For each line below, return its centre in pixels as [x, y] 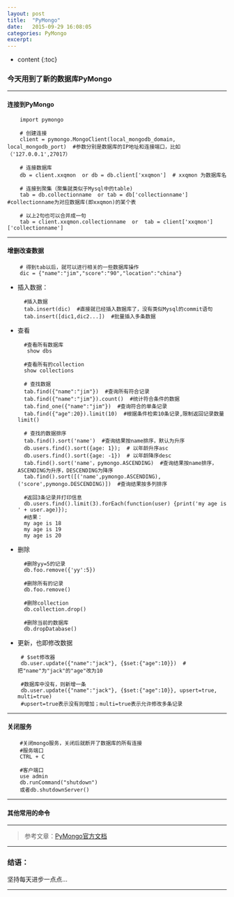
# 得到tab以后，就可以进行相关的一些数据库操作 [79, 267]
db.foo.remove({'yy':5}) [60, 570]
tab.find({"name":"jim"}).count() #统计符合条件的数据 [102, 399]
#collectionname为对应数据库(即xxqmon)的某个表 [72, 202]
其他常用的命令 [29, 813]
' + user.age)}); [42, 510]
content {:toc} [37, 59]
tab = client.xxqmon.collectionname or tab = [90, 222]
